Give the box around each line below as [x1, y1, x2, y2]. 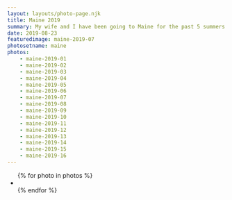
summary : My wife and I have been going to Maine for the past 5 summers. [7, 23, 229, 30]
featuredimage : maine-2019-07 [7, 36, 95, 43]
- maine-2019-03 [19, 68, 67, 75]
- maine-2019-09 [19, 107, 67, 114]
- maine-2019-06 [19, 87, 67, 94]
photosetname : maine [7, 42, 67, 49]
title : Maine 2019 [7, 17, 60, 24]
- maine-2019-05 [19, 81, 67, 88]
